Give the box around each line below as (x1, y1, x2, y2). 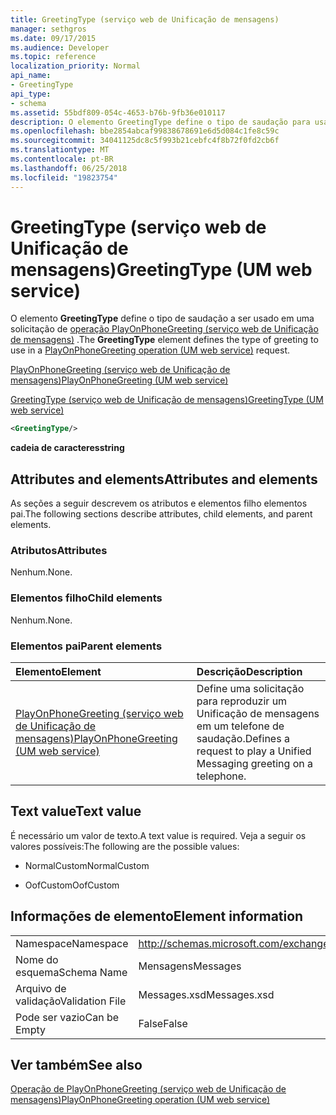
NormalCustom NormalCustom (24, 859, 150, 871)
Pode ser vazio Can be (15, 1010, 119, 1024)
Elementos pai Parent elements (10, 639, 163, 653)
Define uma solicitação (196, 682, 305, 696)
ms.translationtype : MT (10, 145, 110, 155)
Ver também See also (10, 1057, 143, 1074)
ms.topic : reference (10, 52, 97, 62)
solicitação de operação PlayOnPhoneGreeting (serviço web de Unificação (10, 323, 319, 335)
